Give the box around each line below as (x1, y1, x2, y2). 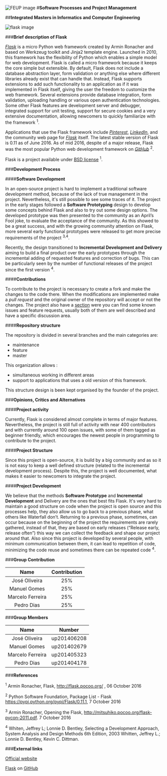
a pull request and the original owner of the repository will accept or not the (5, 297, 161, 303)
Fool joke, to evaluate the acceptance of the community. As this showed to (5, 218, 159, 224)
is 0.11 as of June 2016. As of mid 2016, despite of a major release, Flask (5, 140, 153, 146)
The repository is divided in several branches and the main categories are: (5, 332, 158, 338)
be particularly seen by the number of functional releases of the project (5, 260, 152, 266)
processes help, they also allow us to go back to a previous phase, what (5, 509, 153, 515)
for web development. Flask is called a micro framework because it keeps (5, 60, 157, 65)
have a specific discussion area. (5, 313, 71, 319)
